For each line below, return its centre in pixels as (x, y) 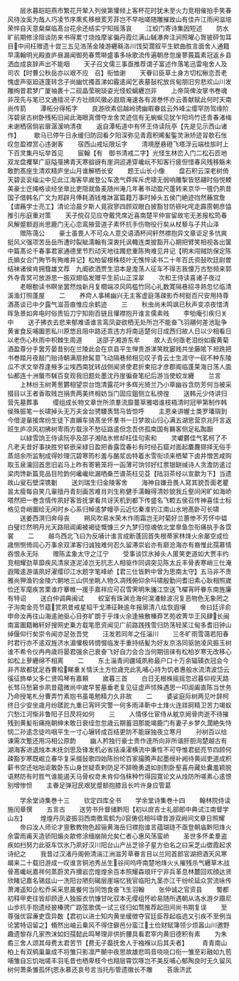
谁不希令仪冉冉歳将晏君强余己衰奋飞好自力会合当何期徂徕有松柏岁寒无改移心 (119, 652)
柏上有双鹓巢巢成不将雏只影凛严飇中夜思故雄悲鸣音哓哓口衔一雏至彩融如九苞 (119, 952)
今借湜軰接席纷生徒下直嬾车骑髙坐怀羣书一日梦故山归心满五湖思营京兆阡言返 (119, 420)
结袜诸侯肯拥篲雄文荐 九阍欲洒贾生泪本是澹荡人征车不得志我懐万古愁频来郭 (119, 269)
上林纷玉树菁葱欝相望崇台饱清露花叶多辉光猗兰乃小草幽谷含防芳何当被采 (126, 384)
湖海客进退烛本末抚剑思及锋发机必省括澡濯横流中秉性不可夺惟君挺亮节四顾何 (119, 749)
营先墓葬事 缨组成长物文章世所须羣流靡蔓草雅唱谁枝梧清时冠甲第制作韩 (117, 402)
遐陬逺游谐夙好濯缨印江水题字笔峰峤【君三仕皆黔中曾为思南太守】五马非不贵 (119, 571)
